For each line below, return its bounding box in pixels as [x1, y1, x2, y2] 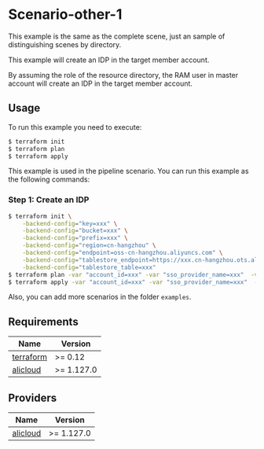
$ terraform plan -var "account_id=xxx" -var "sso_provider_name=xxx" [8, 271, 244, 278]
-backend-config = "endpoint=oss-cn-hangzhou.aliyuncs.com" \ [22, 249, 223, 257]
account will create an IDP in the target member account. [8, 79, 192, 88]
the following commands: [8, 175, 90, 184]
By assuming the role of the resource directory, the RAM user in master [8, 70, 239, 79]
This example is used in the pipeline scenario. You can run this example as [8, 167, 249, 176]
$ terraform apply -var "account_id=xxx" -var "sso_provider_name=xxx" [8, 278, 247, 286]
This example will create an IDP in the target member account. [8, 55, 210, 64]
